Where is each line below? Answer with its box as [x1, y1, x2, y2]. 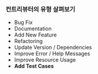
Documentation [14, 25, 52, 32]
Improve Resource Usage [14, 56, 76, 63]
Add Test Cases [14, 63, 54, 70]
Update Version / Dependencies [14, 44, 92, 51]
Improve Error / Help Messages [14, 50, 90, 57]
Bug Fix [14, 19, 33, 26]
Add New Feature [14, 31, 57, 39]
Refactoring [14, 38, 43, 45]
